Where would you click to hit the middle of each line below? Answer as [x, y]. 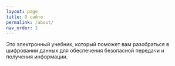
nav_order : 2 [22, 28]
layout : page [22, 11]
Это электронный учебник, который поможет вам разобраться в [87, 44]
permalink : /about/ [30, 22]
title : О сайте [25, 17]
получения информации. [37, 57]
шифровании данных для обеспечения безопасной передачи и [85, 51]
